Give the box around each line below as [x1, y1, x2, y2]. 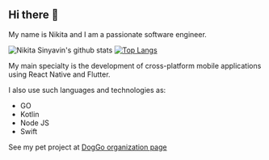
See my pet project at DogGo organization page [8, 142, 167, 152]
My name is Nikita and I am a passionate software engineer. [8, 29, 208, 39]
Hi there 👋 [8, 8, 59, 22]
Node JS [19, 118, 50, 128]
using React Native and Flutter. [8, 69, 111, 79]
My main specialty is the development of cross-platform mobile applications [8, 61, 262, 70]
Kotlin [19, 109, 40, 119]
